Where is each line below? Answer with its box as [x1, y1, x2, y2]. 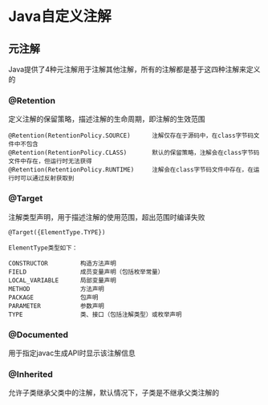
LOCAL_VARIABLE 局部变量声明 [8, 276, 116, 285]
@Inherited [8, 368, 54, 379]
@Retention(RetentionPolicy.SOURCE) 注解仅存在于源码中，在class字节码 [8, 132, 254, 140]
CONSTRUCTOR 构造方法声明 [8, 259, 116, 267]
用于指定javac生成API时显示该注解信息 [8, 348, 136, 358]
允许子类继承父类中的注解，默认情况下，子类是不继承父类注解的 [8, 388, 219, 398]
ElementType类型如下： [8, 244, 79, 252]
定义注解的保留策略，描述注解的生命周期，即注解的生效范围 [8, 114, 205, 124]
